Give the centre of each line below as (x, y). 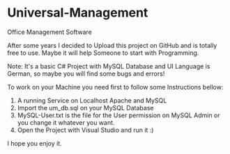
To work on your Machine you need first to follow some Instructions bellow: (115, 87)
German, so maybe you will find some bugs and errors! (86, 74)
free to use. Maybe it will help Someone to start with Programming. (103, 53)
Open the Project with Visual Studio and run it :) (85, 130)
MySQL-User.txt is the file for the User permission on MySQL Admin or (119, 115)
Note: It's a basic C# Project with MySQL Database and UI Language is (109, 66)
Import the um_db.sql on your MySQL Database (85, 108)
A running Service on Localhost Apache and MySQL (92, 100)
